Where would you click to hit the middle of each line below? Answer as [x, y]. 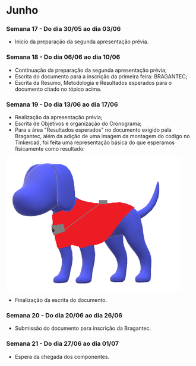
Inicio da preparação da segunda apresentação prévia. [82, 42]
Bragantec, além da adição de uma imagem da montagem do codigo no [102, 136]
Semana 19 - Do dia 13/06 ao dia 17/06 [62, 104]
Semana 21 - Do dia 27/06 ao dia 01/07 [62, 343]
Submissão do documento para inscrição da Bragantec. [83, 328]
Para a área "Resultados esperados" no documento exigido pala [93, 130]
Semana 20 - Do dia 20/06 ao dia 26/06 [64, 315]
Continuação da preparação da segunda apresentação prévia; [91, 70]
